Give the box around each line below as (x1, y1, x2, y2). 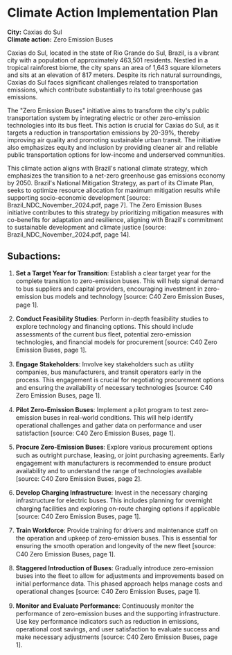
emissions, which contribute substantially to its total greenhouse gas (7, 85, 203, 94)
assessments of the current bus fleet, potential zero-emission (16, 330, 192, 339)
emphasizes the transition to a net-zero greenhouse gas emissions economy (7, 171, 226, 180)
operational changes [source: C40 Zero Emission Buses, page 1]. (16, 588, 201, 596)
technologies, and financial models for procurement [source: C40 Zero (16, 338, 217, 346)
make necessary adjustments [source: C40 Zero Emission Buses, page (16, 633, 218, 641)
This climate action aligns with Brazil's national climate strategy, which (7, 164, 208, 172)
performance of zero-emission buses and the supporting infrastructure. (16, 609, 220, 618)
